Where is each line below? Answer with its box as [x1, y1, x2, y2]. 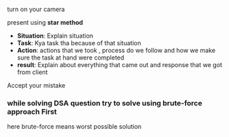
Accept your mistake [7, 82, 66, 89]
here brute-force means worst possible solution [7, 123, 142, 131]
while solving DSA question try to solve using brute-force [7, 98, 202, 108]
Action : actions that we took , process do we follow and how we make [16, 47, 216, 54]
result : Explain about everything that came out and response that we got [16, 61, 223, 68]
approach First [7, 107, 57, 116]
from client [16, 68, 48, 76]
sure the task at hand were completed [16, 53, 125, 62]
